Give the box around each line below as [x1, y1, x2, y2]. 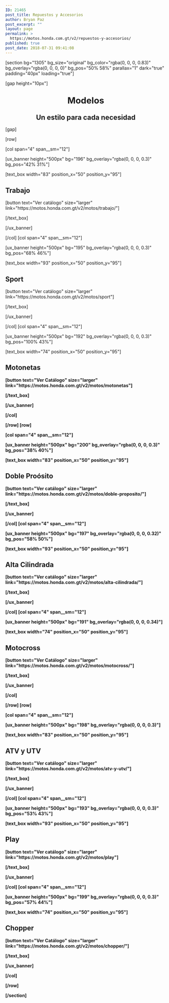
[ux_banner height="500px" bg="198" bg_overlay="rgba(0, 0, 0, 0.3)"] [5, 722, 161, 728]
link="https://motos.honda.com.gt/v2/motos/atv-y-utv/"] [5, 766, 132, 771]
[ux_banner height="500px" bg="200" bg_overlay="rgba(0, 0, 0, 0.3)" [5, 442, 160, 448]
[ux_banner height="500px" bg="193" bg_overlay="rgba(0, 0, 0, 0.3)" [5, 805, 159, 811]
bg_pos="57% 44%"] [5, 899, 53, 905]
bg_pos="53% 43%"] [5, 811, 53, 817]
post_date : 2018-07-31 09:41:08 [5, 45, 74, 51]
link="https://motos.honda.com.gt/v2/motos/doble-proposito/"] [5, 491, 147, 497]
